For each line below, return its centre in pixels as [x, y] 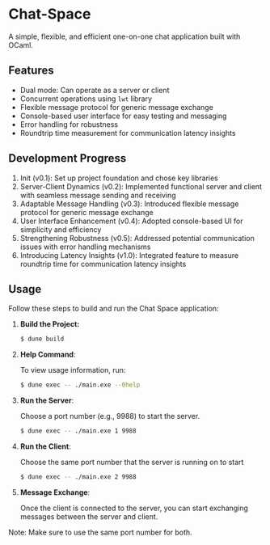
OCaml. [21, 44]
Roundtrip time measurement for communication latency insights [128, 133]
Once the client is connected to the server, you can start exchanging [134, 508]
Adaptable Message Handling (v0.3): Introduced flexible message [129, 204]
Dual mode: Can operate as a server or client [95, 90]
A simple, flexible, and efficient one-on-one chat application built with [124, 36]
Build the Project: [50, 324]
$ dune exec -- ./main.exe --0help [80, 385]
